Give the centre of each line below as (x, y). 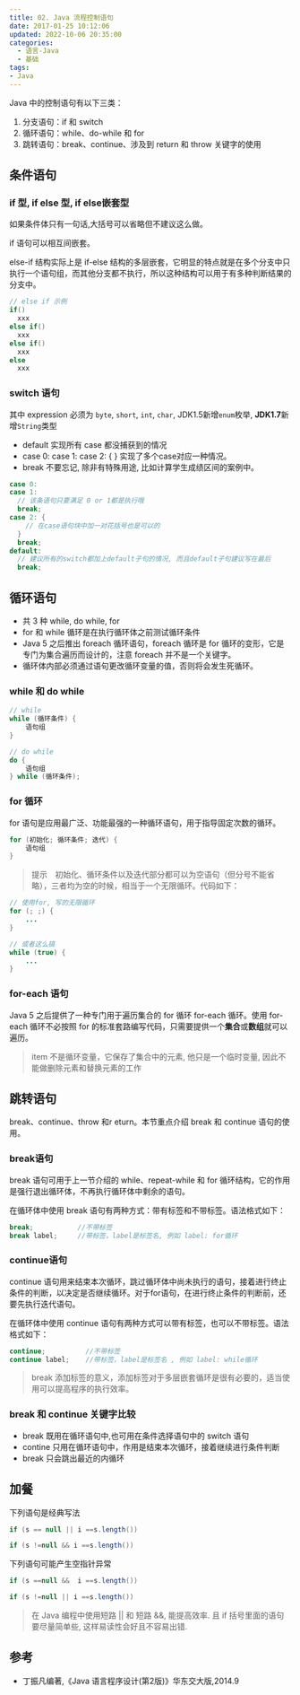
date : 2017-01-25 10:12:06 (60, 26)
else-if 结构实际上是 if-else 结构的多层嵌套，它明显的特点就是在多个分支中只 (150, 262)
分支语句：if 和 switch (63, 121)
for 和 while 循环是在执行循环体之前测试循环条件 (111, 633)
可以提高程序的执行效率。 (86, 1389)
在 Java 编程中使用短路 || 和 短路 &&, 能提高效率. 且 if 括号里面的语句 (158, 1615)
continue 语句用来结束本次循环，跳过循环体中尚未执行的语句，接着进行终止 (148, 1281)
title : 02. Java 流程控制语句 (61, 17)
